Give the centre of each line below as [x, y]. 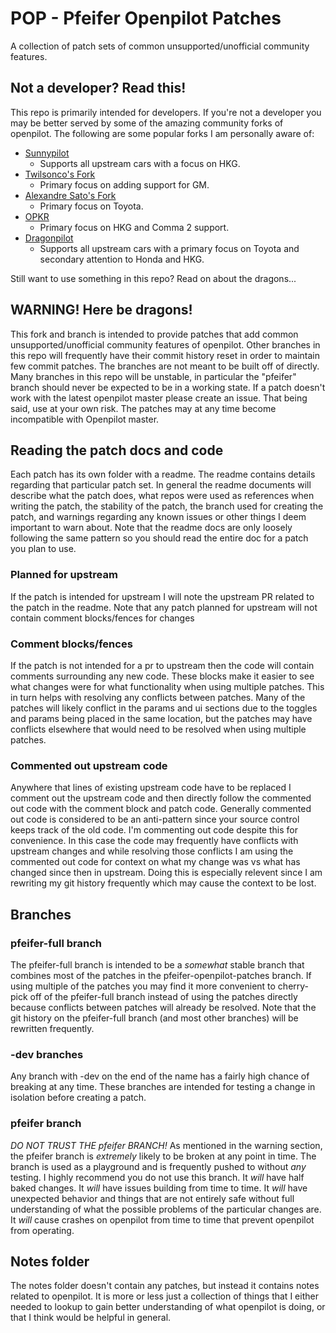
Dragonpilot [49, 238]
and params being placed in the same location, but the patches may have [161, 718]
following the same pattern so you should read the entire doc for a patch [159, 538]
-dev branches [47, 1054]
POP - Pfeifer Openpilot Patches [146, 18]
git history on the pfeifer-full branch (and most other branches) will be [154, 1018]
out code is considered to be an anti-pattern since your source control [155, 819]
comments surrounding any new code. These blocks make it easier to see [162, 676]
